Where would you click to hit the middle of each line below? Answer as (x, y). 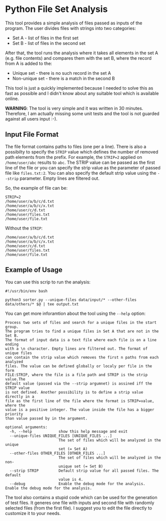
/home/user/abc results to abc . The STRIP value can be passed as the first (80, 162)
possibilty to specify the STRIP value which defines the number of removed (82, 152)
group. (12, 327)
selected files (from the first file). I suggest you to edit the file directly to (79, 508)
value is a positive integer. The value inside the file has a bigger (80, 409)
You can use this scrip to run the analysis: (48, 282)
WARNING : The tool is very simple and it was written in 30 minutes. (74, 108)
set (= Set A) (73, 449)
